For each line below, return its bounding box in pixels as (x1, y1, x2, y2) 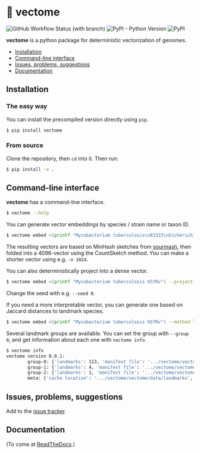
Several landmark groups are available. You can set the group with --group (6, 330, 189, 337)
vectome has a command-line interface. (6, 199, 105, 206)
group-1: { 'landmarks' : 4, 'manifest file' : (27, 364, 140, 370)
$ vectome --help (6, 210, 49, 216)
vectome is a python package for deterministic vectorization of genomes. (6, 36, 187, 43)
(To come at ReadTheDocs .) (6, 440, 76, 448)
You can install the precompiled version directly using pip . (6, 115, 149, 123)
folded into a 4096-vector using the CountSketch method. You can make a (6, 249, 189, 257)
